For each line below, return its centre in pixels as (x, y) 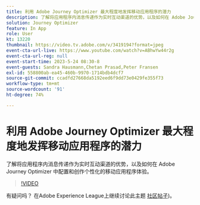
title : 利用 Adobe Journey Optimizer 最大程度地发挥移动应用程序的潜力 (89, 12)
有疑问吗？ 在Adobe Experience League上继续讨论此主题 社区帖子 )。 (91, 195)
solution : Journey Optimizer (42, 23)
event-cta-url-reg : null (37, 56)
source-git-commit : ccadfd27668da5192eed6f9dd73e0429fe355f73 (85, 78)
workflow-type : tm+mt (33, 84)
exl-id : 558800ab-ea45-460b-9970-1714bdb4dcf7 (65, 73)
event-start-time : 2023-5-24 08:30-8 (53, 61)
